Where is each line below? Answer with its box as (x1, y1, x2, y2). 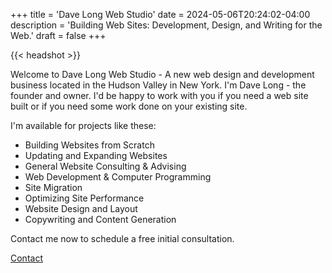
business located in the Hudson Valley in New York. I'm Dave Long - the (10, 79, 307, 91)
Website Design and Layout (24, 203, 138, 214)
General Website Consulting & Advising (24, 160, 187, 172)
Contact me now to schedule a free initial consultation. (10, 233, 235, 244)
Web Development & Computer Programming (24, 171, 212, 183)
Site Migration (24, 182, 83, 193)
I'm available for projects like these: (10, 120, 157, 131)
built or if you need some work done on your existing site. (10, 100, 248, 112)
